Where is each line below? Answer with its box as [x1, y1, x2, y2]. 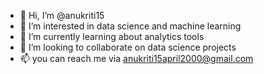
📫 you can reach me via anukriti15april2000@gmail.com [19, 53, 254, 64]
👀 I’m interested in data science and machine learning [19, 20, 242, 32]
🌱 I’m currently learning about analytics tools [19, 31, 205, 42]
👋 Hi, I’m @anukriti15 [19, 10, 105, 21]
